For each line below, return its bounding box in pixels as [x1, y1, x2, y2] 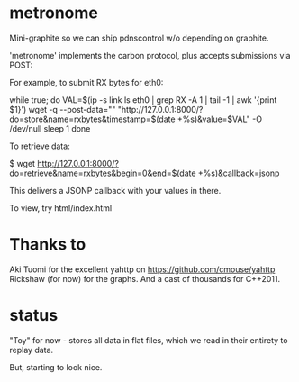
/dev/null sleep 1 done [9, 123, 91, 133]
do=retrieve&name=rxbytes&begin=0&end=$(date [9, 168, 196, 178]
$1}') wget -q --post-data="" [9, 104, 116, 114]
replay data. [9, 344, 54, 355]
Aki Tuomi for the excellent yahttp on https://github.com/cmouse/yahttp [9, 264, 276, 275]
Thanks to [9, 234, 86, 255]
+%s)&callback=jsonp [197, 168, 280, 178]
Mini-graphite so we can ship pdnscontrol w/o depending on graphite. [9, 32, 269, 43]
